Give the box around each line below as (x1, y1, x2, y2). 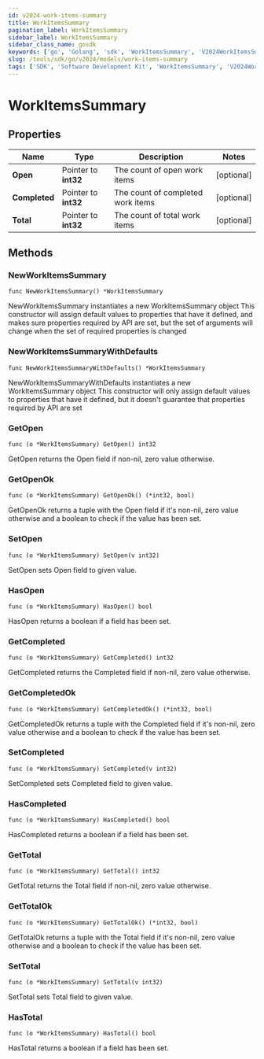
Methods (8, 246, 53, 260)
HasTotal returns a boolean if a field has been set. (8, 1043, 169, 1053)
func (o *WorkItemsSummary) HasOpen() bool (8, 603, 153, 611)
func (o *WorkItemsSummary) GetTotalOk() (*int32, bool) (8, 918, 199, 927)
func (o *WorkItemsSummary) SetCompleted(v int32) (8, 765, 178, 773)
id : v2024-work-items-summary (8, 11, 108, 20)
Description (138, 151, 184, 162)
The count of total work (113, 209, 200, 220)
